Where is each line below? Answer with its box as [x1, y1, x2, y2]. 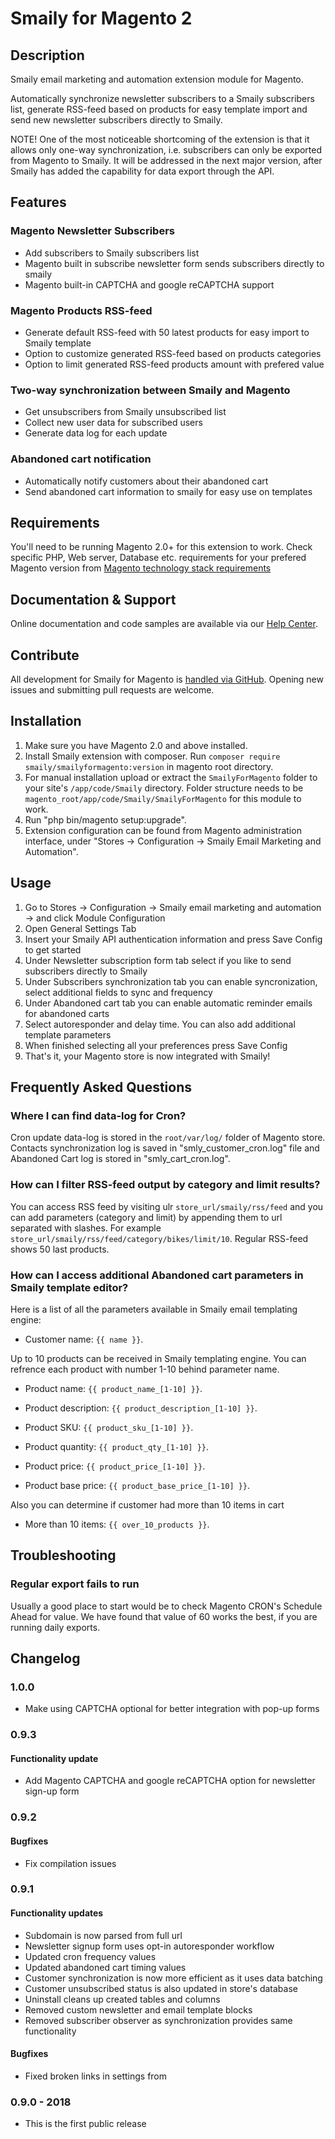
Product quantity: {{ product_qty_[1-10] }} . [24, 1440, 210, 1452]
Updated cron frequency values [24, 1950, 157, 1962]
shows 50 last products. [10, 1243, 110, 1255]
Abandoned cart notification [10, 452, 152, 466]
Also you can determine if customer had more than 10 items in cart [10, 1498, 285, 1511]
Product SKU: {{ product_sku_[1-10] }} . [24, 1421, 194, 1433]
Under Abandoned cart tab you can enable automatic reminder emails [24, 997, 313, 1009]
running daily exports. [10, 1621, 101, 1633]
